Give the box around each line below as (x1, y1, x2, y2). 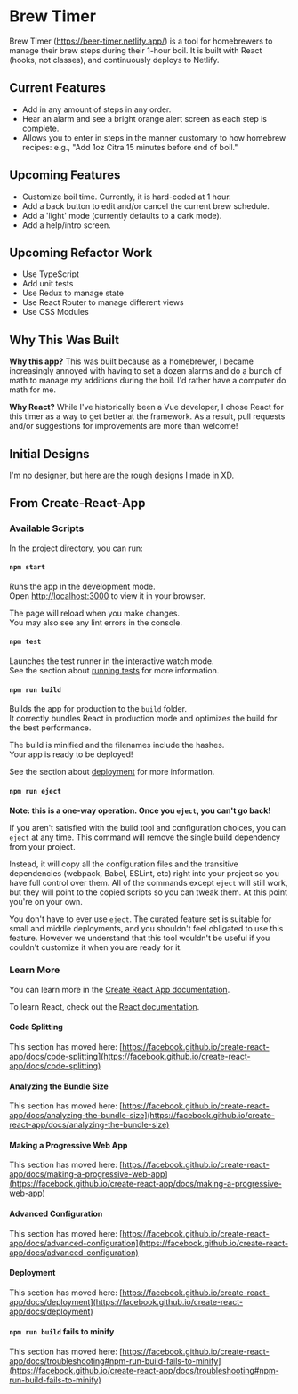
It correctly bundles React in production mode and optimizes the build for (9, 713, 278, 724)
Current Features (9, 80, 107, 95)
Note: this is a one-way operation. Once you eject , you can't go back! (9, 805, 271, 816)
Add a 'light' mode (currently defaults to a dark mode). (21, 210, 222, 221)
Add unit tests (21, 278, 74, 289)
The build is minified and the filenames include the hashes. (9, 740, 225, 751)
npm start (9, 563, 46, 572)
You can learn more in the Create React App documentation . (9, 984, 230, 995)
